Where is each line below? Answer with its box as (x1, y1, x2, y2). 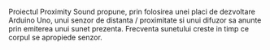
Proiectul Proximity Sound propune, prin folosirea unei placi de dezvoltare (8, 7, 256, 16)
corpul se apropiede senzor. (8, 32, 103, 42)
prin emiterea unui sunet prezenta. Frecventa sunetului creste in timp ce (8, 24, 250, 33)
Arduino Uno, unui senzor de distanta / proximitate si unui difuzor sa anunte (8, 15, 262, 25)
